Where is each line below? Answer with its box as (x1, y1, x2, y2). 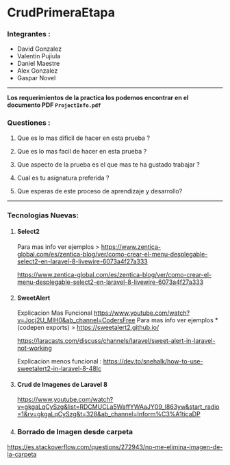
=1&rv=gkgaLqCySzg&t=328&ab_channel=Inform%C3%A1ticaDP (16, 410, 201, 418)
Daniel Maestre (16, 60, 60, 68)
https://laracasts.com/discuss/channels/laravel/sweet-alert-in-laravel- (16, 337, 216, 345)
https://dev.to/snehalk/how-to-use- (103, 357, 203, 366)
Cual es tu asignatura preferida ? (16, 174, 110, 182)
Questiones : (7, 118, 51, 128)
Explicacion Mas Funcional (16, 309, 92, 317)
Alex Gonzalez (16, 67, 58, 75)
